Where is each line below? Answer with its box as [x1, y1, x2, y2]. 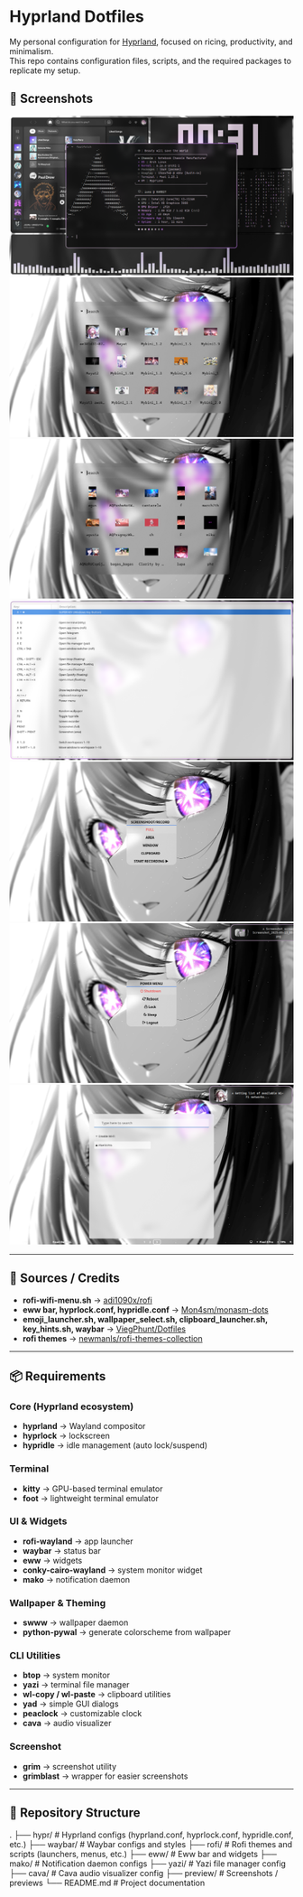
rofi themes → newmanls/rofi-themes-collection [22, 1332, 203, 1343]
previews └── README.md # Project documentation [9, 1877, 206, 1888]
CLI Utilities [9, 1649, 61, 1662]
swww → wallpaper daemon [22, 1617, 129, 1628]
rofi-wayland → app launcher [22, 1536, 133, 1547]
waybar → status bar [22, 1545, 101, 1556]
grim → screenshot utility [22, 1761, 117, 1771]
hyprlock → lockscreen [22, 1430, 110, 1442]
